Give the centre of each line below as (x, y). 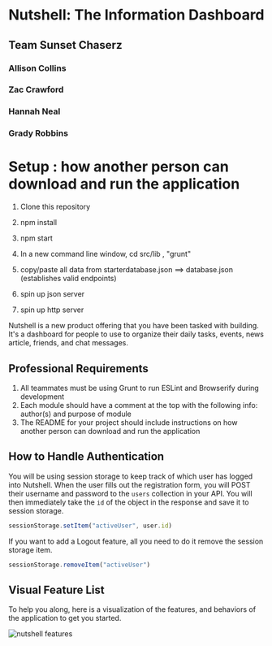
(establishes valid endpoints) (68, 279)
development (42, 397)
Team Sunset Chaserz (65, 45)
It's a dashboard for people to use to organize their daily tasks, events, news (136, 334)
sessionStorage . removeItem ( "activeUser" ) (80, 565)
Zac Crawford (36, 89)
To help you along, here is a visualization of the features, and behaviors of (132, 609)
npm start (36, 238)
